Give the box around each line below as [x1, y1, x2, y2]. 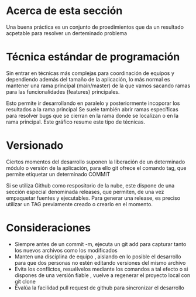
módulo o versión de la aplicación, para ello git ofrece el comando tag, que [6, 164, 187, 171]
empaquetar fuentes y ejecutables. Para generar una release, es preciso [6, 194, 180, 202]
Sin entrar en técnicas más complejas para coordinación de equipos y [6, 69, 174, 77]
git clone [14, 278, 36, 285]
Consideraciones [6, 221, 91, 234]
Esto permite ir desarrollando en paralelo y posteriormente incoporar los [6, 100, 180, 107]
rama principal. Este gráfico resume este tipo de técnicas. [6, 118, 145, 125]
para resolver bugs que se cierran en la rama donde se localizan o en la [6, 112, 179, 119]
